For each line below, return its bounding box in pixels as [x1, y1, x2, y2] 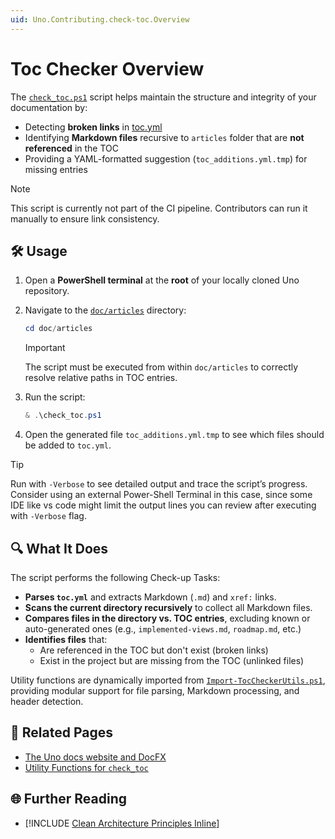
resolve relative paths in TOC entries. [24, 372, 178, 384]
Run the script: [24, 391, 86, 403]
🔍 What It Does [10, 540, 109, 557]
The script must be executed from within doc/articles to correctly [24, 361, 299, 373]
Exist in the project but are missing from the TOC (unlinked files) [39, 654, 305, 666]
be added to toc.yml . [24, 439, 112, 451]
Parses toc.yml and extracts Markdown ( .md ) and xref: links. [24, 591, 277, 603]
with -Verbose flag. [10, 510, 87, 522]
